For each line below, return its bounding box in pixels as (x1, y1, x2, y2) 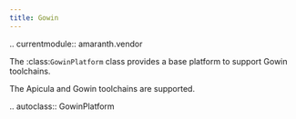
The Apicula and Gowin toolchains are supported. (9, 83, 196, 94)
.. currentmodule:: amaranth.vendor (9, 38, 143, 49)
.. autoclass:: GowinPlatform (9, 101, 116, 112)
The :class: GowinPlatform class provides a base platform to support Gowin (9, 55, 289, 66)
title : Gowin (9, 13, 59, 23)
